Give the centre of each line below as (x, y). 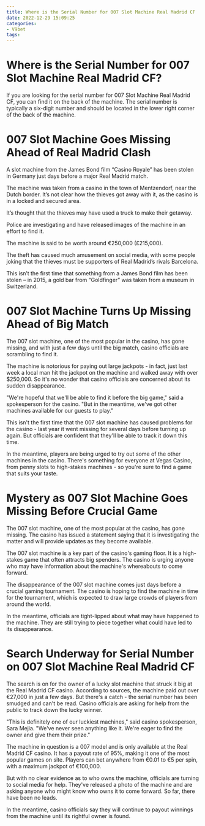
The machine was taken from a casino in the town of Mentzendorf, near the (101, 188)
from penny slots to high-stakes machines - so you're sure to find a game (99, 467)
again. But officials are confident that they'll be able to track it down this (97, 435)
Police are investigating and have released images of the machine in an (96, 225)
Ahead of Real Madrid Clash (79, 152)
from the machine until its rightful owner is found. (68, 816)
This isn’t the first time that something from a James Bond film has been (97, 273)
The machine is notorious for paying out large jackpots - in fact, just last (97, 366)
